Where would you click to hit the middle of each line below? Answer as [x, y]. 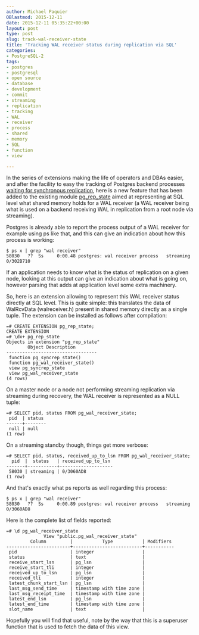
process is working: [30, 240]
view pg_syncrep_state [37, 368]
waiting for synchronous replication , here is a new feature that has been [94, 191]
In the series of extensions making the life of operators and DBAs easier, [95, 178]
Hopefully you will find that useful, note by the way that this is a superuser [97, 621]
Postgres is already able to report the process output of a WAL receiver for [98, 228]
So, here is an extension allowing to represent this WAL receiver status [93, 297]
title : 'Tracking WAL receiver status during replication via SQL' [92, 45]
